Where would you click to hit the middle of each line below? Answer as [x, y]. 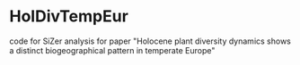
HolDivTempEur [69, 16]
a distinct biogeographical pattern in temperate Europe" [112, 50]
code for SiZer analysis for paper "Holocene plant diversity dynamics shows [150, 41]
